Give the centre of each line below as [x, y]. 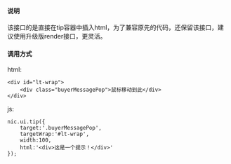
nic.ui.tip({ [26, 122]
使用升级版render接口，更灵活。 [60, 36]
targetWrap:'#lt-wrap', [55, 134]
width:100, [36, 140]
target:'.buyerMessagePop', [61, 128]
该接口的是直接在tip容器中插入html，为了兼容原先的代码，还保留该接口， [113, 27]
